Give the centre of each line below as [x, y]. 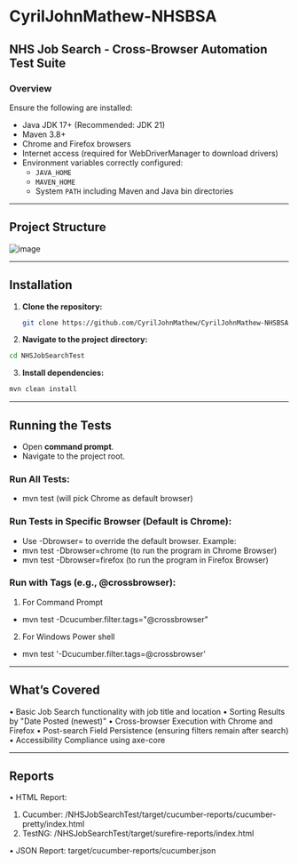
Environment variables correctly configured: [102, 163]
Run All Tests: [39, 479]
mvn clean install [43, 389]
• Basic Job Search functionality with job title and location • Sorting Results [147, 711]
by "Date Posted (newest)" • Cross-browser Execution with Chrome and [141, 721]
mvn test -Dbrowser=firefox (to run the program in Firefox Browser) [145, 560]
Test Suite [38, 63]
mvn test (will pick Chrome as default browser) [107, 499]
